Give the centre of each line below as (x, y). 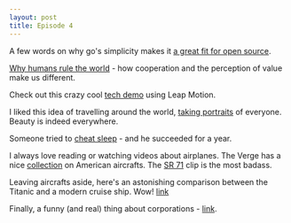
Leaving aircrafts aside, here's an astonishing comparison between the (139, 181)
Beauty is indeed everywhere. (64, 121)
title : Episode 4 (41, 26)
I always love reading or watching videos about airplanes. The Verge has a (145, 155)
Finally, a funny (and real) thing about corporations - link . (113, 208)
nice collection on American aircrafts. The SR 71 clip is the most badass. (141, 165)
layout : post (33, 17)
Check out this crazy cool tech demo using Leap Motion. (113, 95)
